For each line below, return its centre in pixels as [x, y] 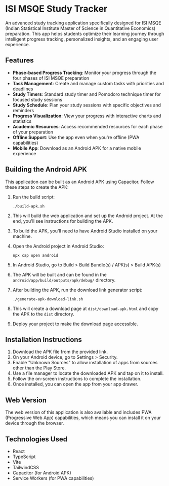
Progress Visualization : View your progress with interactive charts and [87, 116]
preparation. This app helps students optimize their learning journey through [85, 33]
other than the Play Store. [39, 368]
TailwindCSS [26, 467]
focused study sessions [37, 99]
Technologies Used [36, 439]
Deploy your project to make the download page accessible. [75, 324]
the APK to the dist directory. [43, 314]
